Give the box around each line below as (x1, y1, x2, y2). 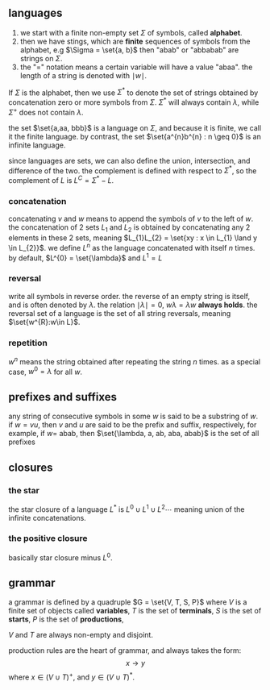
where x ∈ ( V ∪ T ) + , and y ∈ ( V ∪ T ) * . (8, 671, 135, 682)
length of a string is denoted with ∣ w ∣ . (19, 70, 147, 80)
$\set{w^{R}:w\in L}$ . (8, 317, 81, 326)
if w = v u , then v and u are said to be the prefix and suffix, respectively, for (8, 420, 257, 430)
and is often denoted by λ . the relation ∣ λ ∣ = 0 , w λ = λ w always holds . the (8, 300, 258, 310)
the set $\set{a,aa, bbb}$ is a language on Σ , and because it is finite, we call (8, 123, 262, 132)
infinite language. (8, 140, 66, 150)
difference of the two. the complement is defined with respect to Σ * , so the (8, 164, 257, 176)
